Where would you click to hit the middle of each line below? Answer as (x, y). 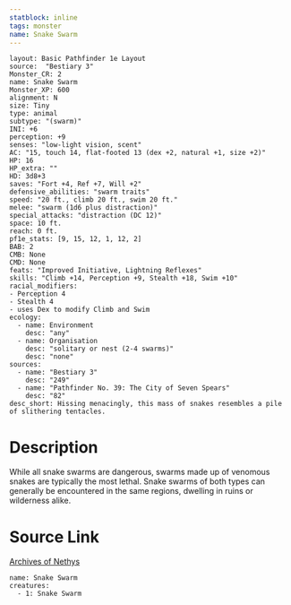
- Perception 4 (38, 294)
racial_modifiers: (43, 286)
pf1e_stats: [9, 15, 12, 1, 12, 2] (76, 239)
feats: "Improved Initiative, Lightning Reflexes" (106, 271)
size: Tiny (30, 106)
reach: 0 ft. (34, 231)
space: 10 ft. (36, 224)
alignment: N (34, 98)
